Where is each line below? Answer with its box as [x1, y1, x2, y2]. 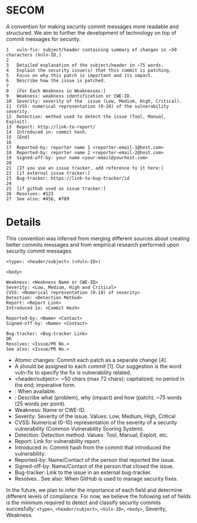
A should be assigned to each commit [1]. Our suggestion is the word [14, 363, 182, 370]
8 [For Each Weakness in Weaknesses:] [6, 88, 107, 94]
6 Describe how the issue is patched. [6, 78, 107, 83]
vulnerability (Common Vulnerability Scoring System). [14, 425, 145, 432]
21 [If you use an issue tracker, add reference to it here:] [6, 165, 164, 171]
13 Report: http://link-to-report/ [6, 124, 96, 130]
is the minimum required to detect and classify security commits [6, 499, 161, 506]
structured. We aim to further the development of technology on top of [6, 29, 177, 36]
